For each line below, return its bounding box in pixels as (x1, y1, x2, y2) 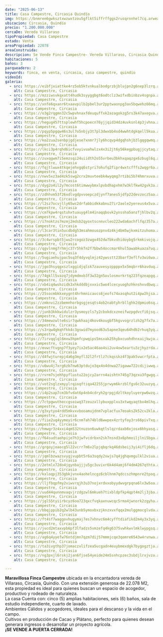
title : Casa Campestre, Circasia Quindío (5, 12, 90, 16)
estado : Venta (5, 39, 34, 44)
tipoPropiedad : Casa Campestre (5, 34, 68, 39)
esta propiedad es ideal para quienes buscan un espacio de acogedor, (5, 586, 146, 591)
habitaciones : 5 (5, 57, 38, 62)
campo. (5, 611, 20, 617)
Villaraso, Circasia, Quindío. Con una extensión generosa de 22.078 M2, (5, 580, 149, 586)
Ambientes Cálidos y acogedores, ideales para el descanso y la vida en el (5, 606, 152, 612)
